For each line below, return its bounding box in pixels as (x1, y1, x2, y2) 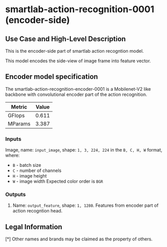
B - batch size (12, 162, 41, 168)
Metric (11, 103, 27, 110)
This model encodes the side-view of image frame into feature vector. (5, 58, 151, 64)
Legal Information (5, 222, 62, 231)
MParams (8, 120, 31, 127)
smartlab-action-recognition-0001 (5, 4, 154, 15)
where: (5, 152, 20, 158)
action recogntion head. (12, 208, 63, 214)
